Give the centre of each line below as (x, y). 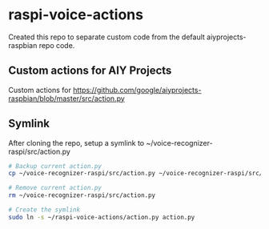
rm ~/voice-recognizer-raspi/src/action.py (82, 195)
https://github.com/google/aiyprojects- (137, 90)
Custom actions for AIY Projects (90, 71)
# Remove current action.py (55, 188)
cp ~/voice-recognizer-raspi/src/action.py (82, 174)
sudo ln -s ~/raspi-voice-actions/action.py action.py (102, 217)
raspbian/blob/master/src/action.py (67, 98)
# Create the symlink (44, 210)
